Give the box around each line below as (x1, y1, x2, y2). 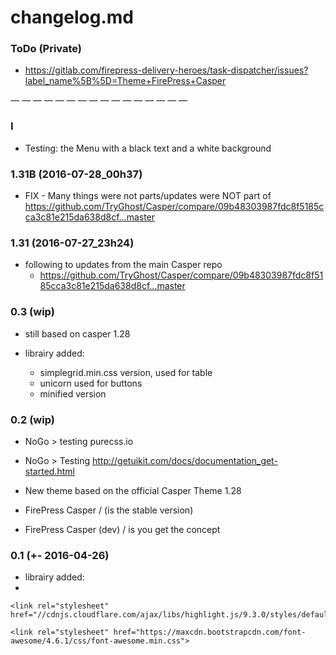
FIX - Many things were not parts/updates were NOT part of (24, 190, 272, 202)
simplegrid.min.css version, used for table (39, 366, 213, 378)
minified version (39, 387, 107, 400)
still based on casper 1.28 (24, 327, 131, 340)
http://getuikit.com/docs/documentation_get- (91, 454, 278, 466)
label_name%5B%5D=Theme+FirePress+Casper (24, 75, 227, 87)
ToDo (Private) (10, 42, 83, 56)
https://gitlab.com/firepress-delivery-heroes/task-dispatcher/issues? (24, 64, 309, 76)
